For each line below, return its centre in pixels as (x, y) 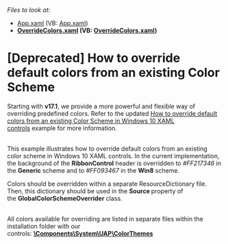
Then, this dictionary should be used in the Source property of (95, 191)
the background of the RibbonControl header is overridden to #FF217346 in (114, 163)
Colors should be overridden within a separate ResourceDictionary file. (107, 184)
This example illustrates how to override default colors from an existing (107, 148)
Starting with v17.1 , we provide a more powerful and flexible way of (101, 106)
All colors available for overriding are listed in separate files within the (105, 219)
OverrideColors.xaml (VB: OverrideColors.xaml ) (87, 30)
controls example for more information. (62, 128)
